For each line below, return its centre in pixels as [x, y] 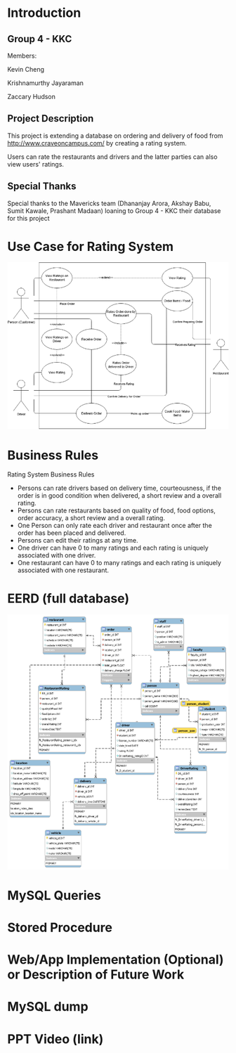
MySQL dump [48, 1007]
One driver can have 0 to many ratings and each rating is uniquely [113, 548]
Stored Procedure [60, 928]
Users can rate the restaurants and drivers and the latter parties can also [112, 157]
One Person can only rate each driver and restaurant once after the [114, 526]
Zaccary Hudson [32, 97]
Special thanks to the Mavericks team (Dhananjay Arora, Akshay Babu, [109, 203]
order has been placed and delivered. [72, 533]
